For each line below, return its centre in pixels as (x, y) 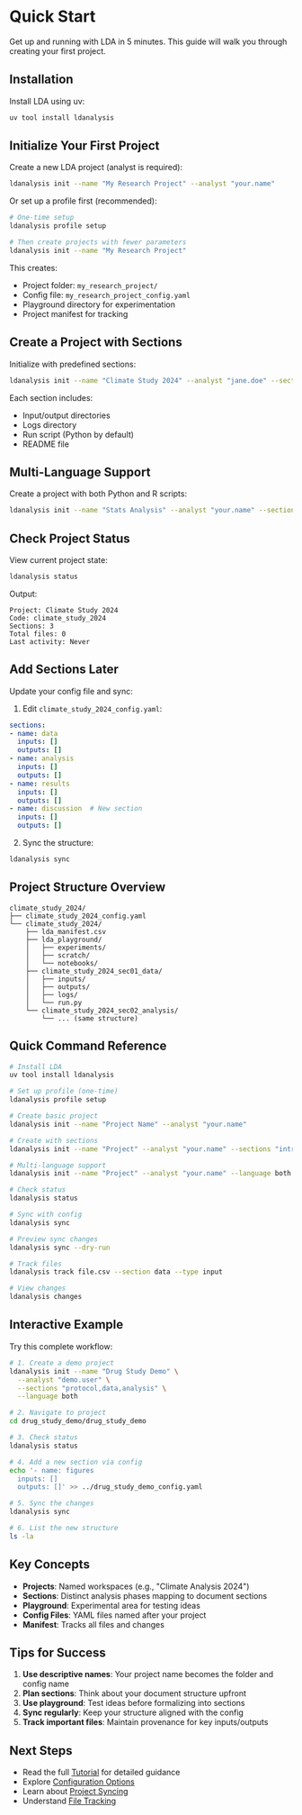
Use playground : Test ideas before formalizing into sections (133, 1703)
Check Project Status (70, 538)
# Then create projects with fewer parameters (98, 242)
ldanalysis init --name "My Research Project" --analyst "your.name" (142, 184)
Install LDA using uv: (47, 101)
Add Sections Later (64, 670)
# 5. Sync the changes (52, 1503)
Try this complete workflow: (61, 1346)
